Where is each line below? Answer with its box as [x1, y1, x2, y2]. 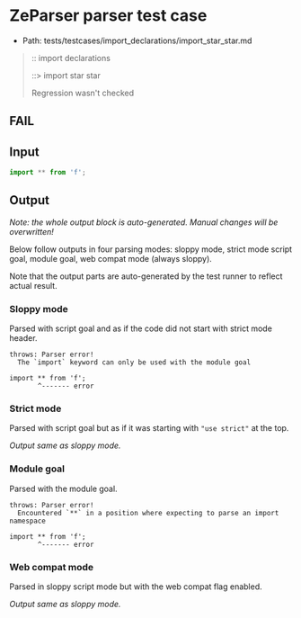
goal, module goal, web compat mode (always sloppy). [9, 253, 213, 264]
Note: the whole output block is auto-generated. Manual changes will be [9, 217, 279, 228]
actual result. [9, 280, 58, 291]
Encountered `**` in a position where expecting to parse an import [17, 508, 279, 517]
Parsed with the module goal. [9, 483, 119, 494]
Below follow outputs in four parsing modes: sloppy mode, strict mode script [9, 244, 293, 255]
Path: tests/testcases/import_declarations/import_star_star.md [22, 35, 252, 46]
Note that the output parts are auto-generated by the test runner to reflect [9, 271, 283, 282]
